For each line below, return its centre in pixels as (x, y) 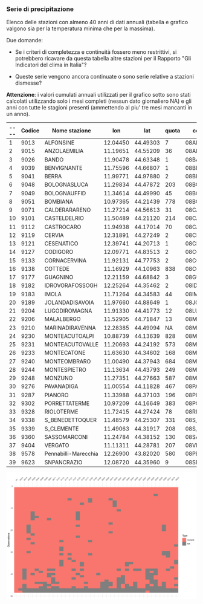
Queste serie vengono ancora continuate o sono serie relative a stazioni (105, 77)
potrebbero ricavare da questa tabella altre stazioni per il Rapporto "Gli (103, 59)
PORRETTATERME (67, 403)
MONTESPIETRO (65, 369)
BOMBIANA (59, 201)
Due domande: (25, 41)
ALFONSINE (60, 143)
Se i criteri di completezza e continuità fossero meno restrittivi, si (96, 52)
